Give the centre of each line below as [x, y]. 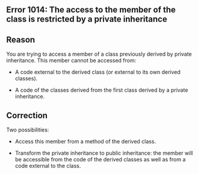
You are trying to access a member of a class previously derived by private [99, 54]
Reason [21, 39]
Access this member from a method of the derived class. [85, 142]
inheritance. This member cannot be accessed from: [71, 61]
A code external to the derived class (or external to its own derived [97, 72]
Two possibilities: [28, 130]
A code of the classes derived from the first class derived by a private [101, 90]
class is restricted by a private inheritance [87, 19]
